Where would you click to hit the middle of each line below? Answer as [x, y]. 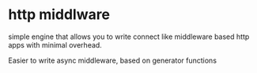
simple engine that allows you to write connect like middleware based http [129, 36]
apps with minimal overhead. [55, 44]
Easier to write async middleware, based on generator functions [113, 60]
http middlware [59, 15]
